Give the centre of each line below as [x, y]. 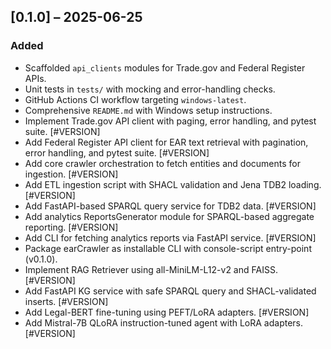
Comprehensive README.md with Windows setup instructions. [148, 110]
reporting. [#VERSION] [71, 227]
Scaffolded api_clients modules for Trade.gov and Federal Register [165, 67]
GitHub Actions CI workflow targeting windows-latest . [135, 99]
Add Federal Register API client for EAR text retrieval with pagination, [166, 142]
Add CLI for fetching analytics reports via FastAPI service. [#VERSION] [170, 237]
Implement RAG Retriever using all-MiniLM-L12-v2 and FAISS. [151, 269]
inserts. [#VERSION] [66, 301]
